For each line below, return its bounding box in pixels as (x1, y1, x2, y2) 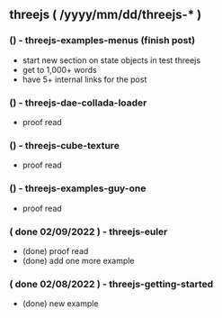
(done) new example (22, 298, 99, 309)
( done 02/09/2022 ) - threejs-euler (9, 225, 168, 238)
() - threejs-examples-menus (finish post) (9, 34, 196, 47)
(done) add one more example (22, 255, 135, 266)
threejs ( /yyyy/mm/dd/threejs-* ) (9, 7, 202, 23)
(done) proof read (22, 245, 89, 256)
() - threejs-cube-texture (9, 139, 120, 151)
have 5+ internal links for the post (22, 74, 147, 85)
